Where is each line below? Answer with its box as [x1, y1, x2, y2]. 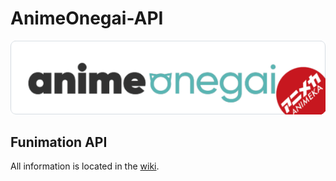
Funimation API [10, 133, 108, 151]
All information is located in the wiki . [10, 160, 160, 172]
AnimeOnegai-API [10, 7, 164, 30]
